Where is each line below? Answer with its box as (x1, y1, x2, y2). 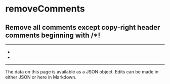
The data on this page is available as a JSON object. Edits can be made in (5, 69, 159, 74)
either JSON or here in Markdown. (5, 74, 77, 80)
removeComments (5, 3, 85, 15)
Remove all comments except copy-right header (5, 23, 160, 32)
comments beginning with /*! (5, 31, 100, 39)
